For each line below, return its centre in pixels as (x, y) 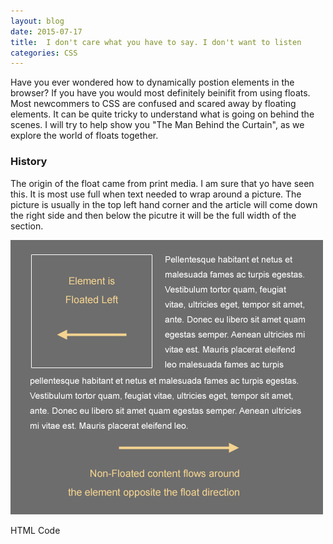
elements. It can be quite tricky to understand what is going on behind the (162, 114)
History (29, 162)
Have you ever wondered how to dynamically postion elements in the (152, 82)
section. (27, 226)
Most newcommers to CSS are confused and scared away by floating (153, 104)
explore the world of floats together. (84, 136)
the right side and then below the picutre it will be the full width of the (153, 215)
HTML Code (35, 530)
